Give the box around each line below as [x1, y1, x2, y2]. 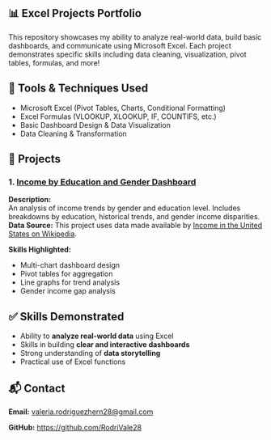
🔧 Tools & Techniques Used [8, 82, 148, 95]
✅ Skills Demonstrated [8, 310, 125, 324]
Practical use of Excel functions [19, 357, 126, 366]
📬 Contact [8, 381, 66, 395]
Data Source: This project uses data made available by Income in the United [8, 221, 263, 231]
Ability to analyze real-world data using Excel [19, 331, 174, 341]
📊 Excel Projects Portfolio [8, 6, 142, 20]
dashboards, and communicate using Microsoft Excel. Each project [8, 40, 232, 50]
